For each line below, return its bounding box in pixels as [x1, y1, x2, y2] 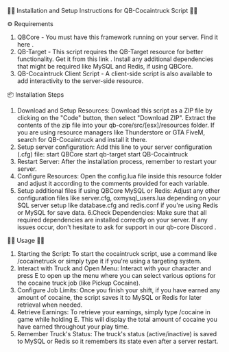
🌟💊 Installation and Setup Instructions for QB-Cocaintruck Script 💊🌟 [7, 7, 198, 14]
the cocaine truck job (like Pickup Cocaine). [16, 279, 141, 287]
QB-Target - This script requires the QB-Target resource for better [16, 48, 204, 56]
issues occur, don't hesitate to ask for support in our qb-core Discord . [16, 223, 217, 231]
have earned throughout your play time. [16, 322, 129, 331]
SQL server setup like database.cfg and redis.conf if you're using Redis [16, 201, 219, 209]
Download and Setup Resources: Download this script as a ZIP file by [16, 106, 213, 115]
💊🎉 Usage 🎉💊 [7, 237, 45, 244]
